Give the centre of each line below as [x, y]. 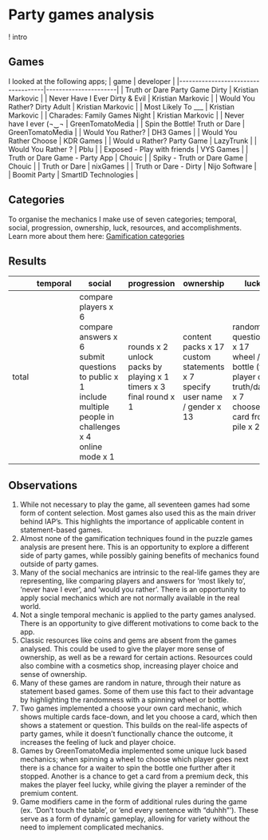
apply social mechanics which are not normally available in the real [130, 598]
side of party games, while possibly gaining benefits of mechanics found [139, 555]
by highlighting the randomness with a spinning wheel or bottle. [124, 700]
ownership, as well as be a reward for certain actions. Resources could [136, 658]
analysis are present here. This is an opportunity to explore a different [134, 547]
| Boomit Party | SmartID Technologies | [73, 174]
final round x [152, 397]
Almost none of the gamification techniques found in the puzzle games [136, 539]
